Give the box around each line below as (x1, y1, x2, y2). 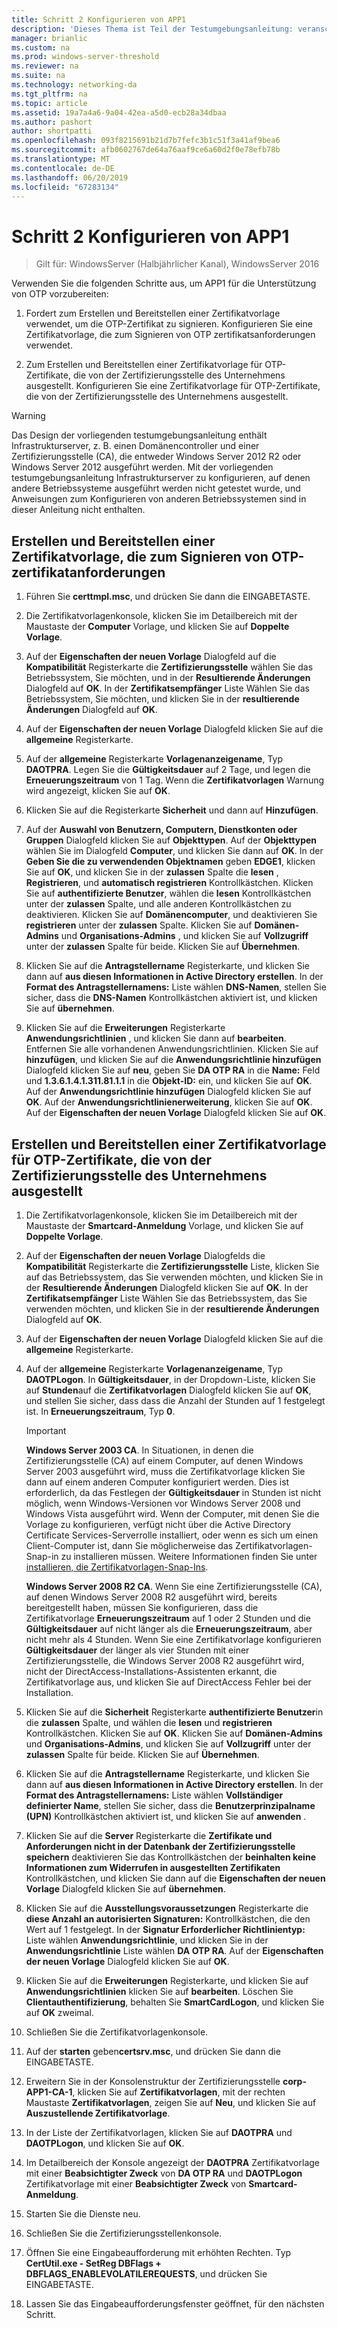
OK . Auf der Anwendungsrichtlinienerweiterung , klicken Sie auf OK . (25, 1096, 313, 1108)
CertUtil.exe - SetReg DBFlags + (25, 2257, 162, 2269)
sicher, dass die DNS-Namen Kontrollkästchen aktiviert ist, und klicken (25, 992, 318, 1004)
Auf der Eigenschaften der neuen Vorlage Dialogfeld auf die (25, 651, 277, 663)
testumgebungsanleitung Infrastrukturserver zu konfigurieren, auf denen (11, 472, 311, 484)
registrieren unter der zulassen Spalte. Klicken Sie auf (25, 919, 253, 931)
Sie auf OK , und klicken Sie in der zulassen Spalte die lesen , (25, 866, 279, 878)
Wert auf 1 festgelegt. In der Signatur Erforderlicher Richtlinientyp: (25, 1923, 306, 1935)
